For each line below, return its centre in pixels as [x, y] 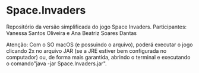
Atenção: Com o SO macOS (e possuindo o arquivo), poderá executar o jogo [99, 45]
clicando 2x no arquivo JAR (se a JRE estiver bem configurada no [86, 50]
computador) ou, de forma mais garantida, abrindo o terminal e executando [98, 57]
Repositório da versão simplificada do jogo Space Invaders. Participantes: [97, 27]
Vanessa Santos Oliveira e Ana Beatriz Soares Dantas [72, 33]
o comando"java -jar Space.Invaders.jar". [56, 64]
